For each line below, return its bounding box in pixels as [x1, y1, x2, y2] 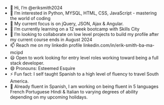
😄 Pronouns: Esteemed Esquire [9, 65, 76, 71]
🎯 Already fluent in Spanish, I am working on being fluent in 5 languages [9, 83, 159, 89]
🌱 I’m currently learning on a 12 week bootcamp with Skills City [9, 26, 140, 32]
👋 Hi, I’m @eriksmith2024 [9, 5, 62, 10]
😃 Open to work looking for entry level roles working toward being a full [9, 55, 159, 60]
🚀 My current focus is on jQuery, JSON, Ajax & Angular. [9, 20, 124, 26]
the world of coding [9, 15, 51, 21]
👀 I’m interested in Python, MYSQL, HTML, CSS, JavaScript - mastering [9, 10, 157, 16]
